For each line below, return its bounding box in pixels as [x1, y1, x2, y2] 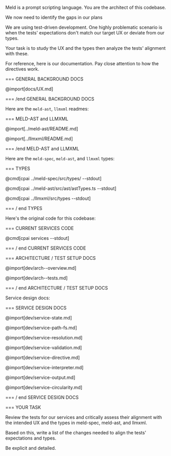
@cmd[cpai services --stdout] [5, 235, 69, 241]
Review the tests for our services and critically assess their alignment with [5, 414, 162, 420]
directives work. [5, 66, 40, 72]
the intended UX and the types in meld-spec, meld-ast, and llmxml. [5, 420, 147, 426]
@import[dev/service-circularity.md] [5, 385, 83, 390]
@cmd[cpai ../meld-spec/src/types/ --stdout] [5, 176, 102, 181]
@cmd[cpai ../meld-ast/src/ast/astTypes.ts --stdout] [5, 185, 117, 192]
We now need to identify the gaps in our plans [5, 14, 103, 20]
